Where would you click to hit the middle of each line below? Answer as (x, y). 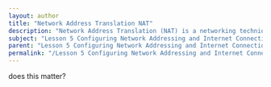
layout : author (34, 16)
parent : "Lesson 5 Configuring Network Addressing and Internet (119, 46)
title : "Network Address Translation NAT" (81, 23)
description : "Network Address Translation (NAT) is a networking (122, 31)
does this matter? (37, 76)
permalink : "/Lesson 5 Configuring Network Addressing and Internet (126, 53)
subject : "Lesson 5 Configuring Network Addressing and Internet (120, 38)
